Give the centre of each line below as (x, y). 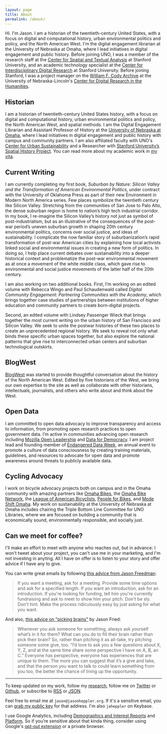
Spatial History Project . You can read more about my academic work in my (81, 151)
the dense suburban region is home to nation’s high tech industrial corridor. (82, 211)
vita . (9, 157)
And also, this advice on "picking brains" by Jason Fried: (63, 619)
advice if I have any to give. (33, 564)
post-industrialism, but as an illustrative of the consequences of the (74, 221)
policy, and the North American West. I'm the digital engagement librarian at (83, 44)
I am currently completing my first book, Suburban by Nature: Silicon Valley (83, 184)
